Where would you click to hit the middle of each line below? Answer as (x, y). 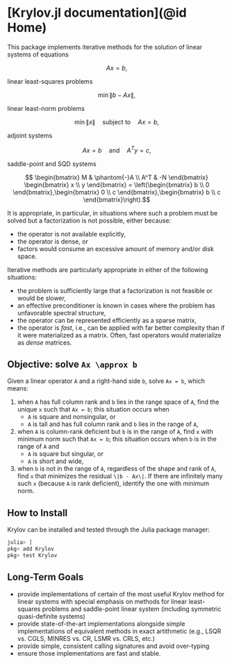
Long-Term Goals (45, 577)
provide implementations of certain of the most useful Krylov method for (121, 594)
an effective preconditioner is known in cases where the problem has (116, 305)
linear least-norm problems (46, 108)
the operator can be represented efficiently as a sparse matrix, (107, 320)
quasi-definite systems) (51, 616)
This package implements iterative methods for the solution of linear (105, 47)
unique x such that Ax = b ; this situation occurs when (93, 409)
